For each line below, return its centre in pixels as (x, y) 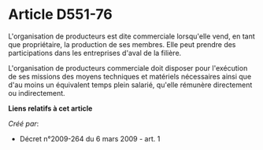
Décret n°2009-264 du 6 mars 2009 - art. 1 (90, 138)
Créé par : (24, 123)
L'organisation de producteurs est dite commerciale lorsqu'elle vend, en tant (132, 36)
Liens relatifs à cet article (50, 108)
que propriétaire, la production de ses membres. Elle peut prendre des (122, 44)
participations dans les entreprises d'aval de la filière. (95, 53)
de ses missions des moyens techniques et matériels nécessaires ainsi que (130, 76)
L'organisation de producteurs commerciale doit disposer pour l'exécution (128, 68)
